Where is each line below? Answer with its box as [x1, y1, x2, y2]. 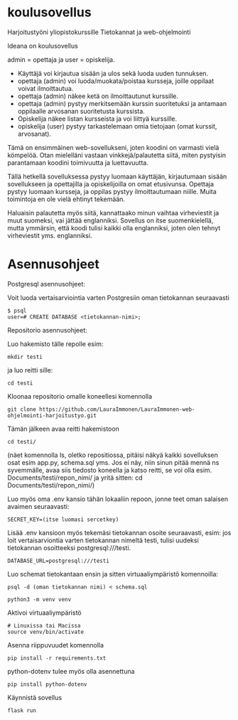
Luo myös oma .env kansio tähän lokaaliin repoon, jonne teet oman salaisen [7, 495, 229, 503]
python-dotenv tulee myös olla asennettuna [7, 667, 135, 675]
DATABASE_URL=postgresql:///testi [7, 557, 110, 564]
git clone [7, 406, 37, 413]
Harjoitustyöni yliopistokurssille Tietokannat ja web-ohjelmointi [7, 28, 191, 36]
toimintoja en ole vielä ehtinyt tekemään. [7, 195, 126, 203]
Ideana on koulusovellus [7, 41, 78, 50]
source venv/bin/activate [7, 628, 84, 635]
